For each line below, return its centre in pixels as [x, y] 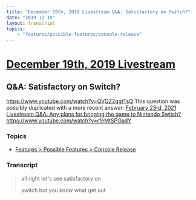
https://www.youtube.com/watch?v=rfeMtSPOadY [69, 121]
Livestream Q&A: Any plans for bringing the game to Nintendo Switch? [94, 114]
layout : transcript [31, 23]
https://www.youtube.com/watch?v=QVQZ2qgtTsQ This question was [93, 101]
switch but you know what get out [63, 190]
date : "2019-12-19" [31, 18]
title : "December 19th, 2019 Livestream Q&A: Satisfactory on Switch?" [98, 12]
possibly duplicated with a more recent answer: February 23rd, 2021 [91, 108]
